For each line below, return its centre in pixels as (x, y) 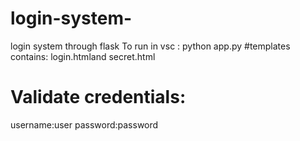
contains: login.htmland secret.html (83, 56)
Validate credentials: (98, 97)
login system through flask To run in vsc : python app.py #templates (150, 46)
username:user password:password (84, 124)
